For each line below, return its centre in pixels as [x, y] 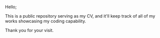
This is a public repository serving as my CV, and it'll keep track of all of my [80, 16]
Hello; [11, 7]
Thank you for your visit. [29, 30]
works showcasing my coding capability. [46, 21]
